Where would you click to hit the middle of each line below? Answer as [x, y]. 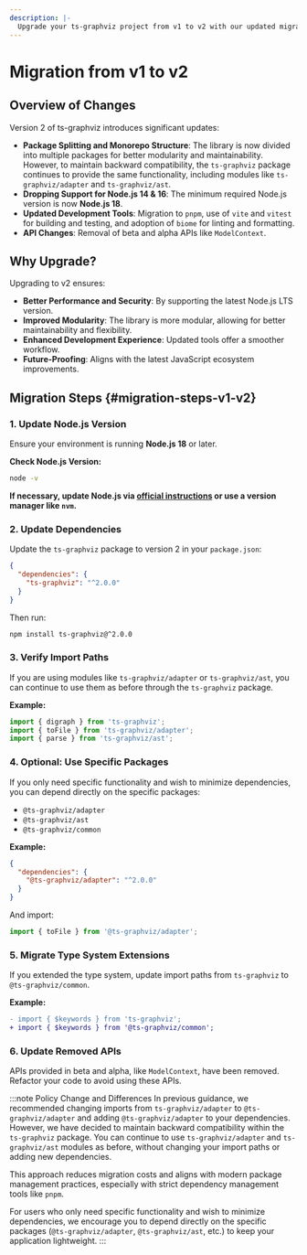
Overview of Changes [73, 106]
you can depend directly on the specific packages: [105, 791]
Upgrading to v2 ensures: [58, 284]
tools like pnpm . [37, 1194]
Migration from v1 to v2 [99, 72]
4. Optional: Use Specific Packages [89, 762]
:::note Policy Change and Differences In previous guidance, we [129, 1099]
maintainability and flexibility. [77, 330]
